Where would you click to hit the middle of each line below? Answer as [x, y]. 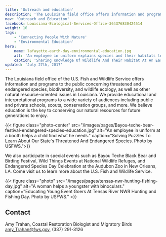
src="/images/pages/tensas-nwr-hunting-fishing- [107, 181]
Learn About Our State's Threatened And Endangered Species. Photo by [79, 141]
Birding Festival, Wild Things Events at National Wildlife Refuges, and [75, 161]
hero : [11, 46]
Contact [18, 212]
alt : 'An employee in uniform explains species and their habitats [85, 56]
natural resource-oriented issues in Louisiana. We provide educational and [81, 95]
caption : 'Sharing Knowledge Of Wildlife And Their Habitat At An [84, 60]
